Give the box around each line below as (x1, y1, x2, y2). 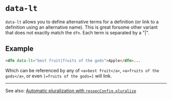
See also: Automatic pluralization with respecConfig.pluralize (5, 87, 137, 93)
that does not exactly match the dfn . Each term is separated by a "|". (5, 29, 149, 35)
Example (5, 45, 34, 53)
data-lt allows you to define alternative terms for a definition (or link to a (5, 18, 159, 25)
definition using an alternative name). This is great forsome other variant (5, 24, 158, 30)
